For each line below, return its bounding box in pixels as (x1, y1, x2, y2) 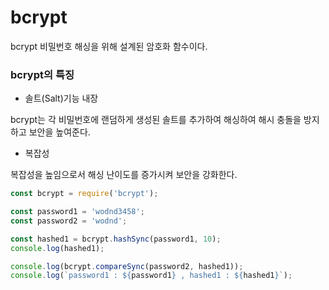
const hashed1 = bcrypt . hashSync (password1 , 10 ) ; (10, 234, 222, 244)
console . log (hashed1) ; (10, 243, 105, 253)
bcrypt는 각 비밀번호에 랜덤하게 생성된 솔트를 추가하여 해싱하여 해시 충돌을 (10, 114, 302, 126)
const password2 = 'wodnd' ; (10, 216, 128, 226)
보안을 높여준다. (28, 126, 91, 138)
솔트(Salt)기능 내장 (24, 92, 99, 105)
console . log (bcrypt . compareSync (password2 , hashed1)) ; (10, 261, 244, 271)
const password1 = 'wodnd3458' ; (10, 207, 145, 217)
